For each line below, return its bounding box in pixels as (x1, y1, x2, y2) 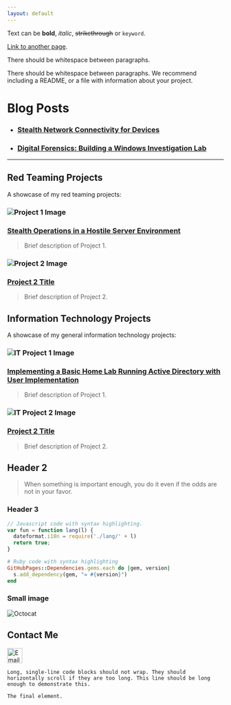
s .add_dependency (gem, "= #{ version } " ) (13, 571, 128, 578)
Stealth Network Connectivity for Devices (16, 124, 160, 134)
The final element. (7, 693, 63, 699)
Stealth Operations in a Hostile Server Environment (7, 226, 181, 235)
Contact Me (7, 629, 58, 641)
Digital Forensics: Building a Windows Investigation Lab (16, 143, 207, 153)
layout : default (7, 10, 54, 17)
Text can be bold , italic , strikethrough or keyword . (7, 29, 146, 37)
